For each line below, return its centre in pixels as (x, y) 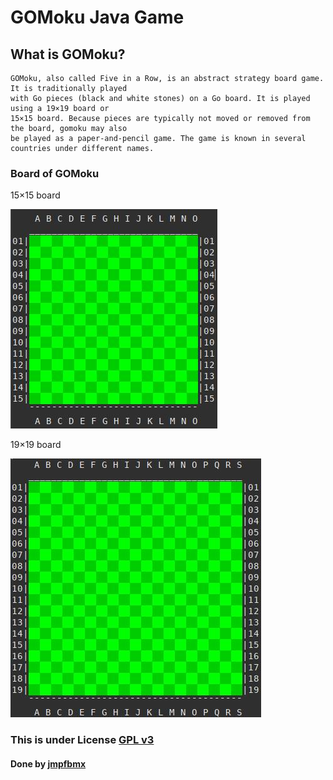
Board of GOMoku (55, 173)
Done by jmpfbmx (48, 763)
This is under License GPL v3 (82, 740)
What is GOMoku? (68, 54)
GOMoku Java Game (97, 17)
